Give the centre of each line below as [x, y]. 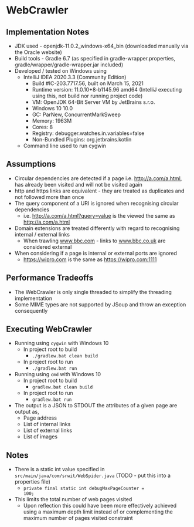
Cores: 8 [42, 127]
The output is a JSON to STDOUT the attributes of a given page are [96, 406]
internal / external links [42, 234]
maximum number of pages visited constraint [78, 518]
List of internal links [47, 424]
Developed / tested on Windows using [61, 71]
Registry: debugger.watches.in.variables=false [88, 133]
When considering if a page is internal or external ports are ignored [96, 253]
